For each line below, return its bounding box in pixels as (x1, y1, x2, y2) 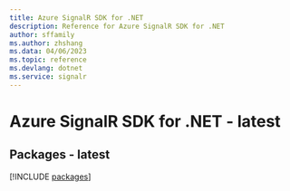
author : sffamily (9, 30, 75, 39)
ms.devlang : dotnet (9, 64, 83, 73)
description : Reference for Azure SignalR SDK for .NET (9, 22, 225, 31)
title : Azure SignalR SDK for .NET (9, 13, 144, 23)
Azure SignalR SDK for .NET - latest (9, 110, 281, 131)
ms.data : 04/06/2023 (9, 47, 88, 56)
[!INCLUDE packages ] (9, 171, 92, 182)
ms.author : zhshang (9, 38, 83, 48)
